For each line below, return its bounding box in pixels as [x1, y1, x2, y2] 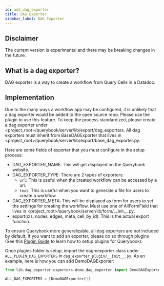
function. [12, 218, 31, 224]
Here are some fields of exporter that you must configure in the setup [5, 147, 145, 153]
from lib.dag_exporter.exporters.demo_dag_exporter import [5, 267, 128, 272]
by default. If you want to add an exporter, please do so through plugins [5, 233, 149, 239]
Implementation [5, 94, 55, 102]
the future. [5, 52, 26, 58]
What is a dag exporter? [5, 66, 80, 75]
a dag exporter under [5, 122, 48, 128]
